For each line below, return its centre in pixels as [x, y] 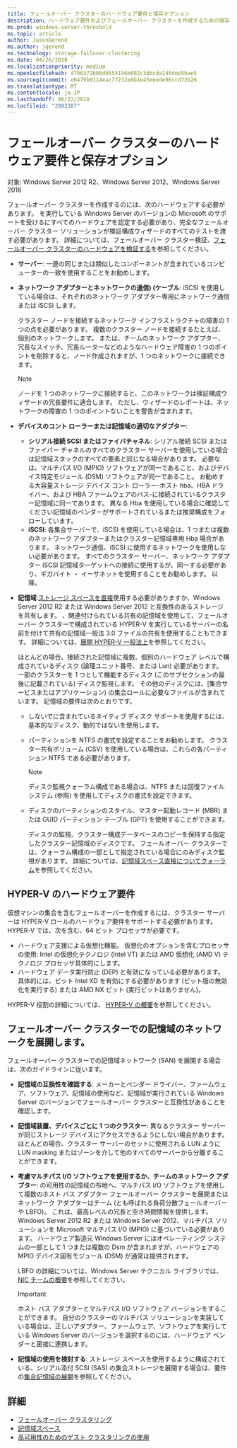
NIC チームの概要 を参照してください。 [73, 1280]
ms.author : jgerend [36, 47]
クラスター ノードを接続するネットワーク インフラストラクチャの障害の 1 [123, 320]
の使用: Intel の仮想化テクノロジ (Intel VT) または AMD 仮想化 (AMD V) [119, 954]
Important [32, 1294]
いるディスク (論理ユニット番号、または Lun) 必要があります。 [132, 665]
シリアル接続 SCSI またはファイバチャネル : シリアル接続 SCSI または [127, 441]
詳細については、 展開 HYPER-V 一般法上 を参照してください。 [121, 642]
